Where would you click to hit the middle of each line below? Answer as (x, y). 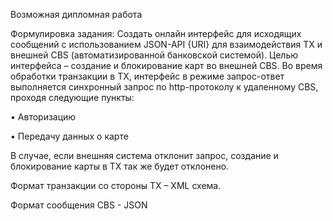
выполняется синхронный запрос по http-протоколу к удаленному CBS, (164, 87)
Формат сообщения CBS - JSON (79, 205)
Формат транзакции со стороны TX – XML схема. (116, 185)
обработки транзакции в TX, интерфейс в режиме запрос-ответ (147, 76)
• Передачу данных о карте (69, 136)
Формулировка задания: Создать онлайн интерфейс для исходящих (156, 33)
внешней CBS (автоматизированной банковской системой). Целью (154, 55)
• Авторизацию (43, 117)
